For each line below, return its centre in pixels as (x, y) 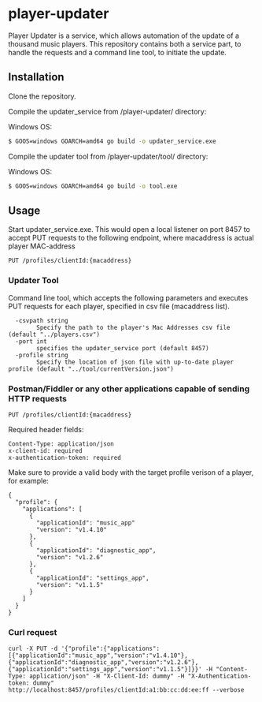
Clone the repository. (42, 96)
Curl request (33, 632)
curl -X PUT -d (33, 649)
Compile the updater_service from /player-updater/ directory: (107, 111)
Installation (36, 77)
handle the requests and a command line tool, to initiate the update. (117, 52)
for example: (29, 480)
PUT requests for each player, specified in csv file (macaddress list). (119, 306)
